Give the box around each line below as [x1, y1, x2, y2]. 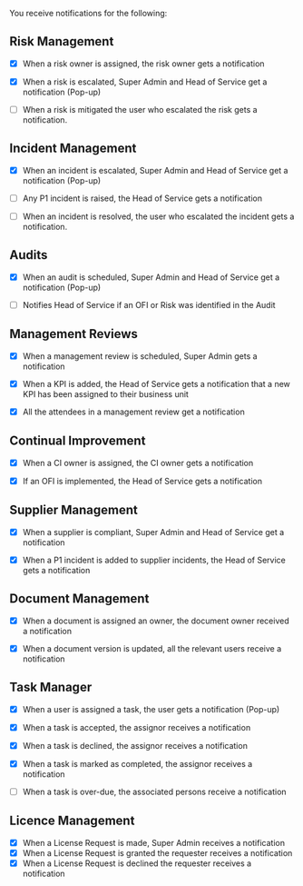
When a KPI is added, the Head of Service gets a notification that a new [22, 378, 290, 389]
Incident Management [9, 141, 137, 156]
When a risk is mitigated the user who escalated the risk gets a [22, 104, 258, 114]
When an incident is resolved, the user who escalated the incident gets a [22, 211, 295, 222]
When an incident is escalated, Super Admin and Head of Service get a [22, 164, 288, 175]
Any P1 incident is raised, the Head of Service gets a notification [22, 193, 263, 204]
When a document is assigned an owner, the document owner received [22, 615, 289, 626]
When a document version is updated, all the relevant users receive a [22, 642, 282, 653]
